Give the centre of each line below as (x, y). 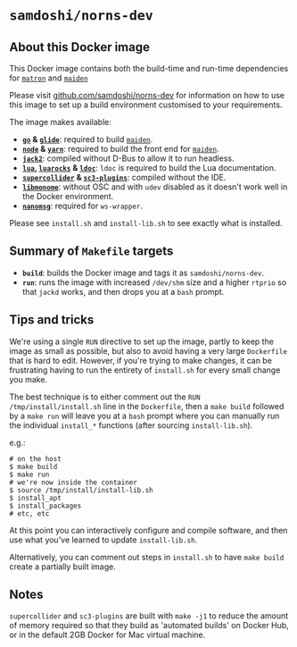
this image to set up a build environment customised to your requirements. (146, 105)
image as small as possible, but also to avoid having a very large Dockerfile (148, 350)
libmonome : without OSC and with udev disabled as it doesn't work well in (155, 187)
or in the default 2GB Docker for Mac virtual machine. (107, 635)
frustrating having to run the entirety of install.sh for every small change (145, 370)
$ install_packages (45, 506)
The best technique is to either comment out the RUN (105, 397)
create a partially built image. (62, 567)
